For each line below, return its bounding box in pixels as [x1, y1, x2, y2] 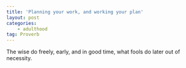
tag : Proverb [6, 32, 40, 38]
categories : [6, 20, 37, 26]
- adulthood [17, 25, 48, 32]
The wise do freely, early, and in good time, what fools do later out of [6, 48, 180, 55]
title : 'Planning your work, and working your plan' [6, 8, 144, 15]
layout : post [6, 15, 40, 21]
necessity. [6, 55, 32, 62]
